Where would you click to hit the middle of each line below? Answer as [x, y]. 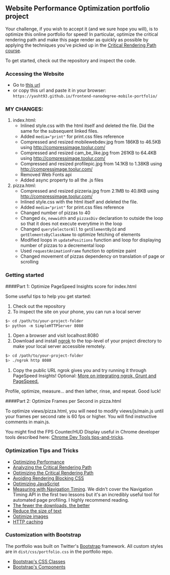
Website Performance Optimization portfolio [78, 8]
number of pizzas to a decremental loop [62, 245]
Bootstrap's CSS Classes [39, 561]
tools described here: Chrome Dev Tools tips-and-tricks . [65, 437]
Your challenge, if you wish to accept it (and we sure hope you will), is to [82, 29]
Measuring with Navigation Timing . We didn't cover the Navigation [83, 489]
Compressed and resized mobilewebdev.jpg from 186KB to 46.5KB [91, 142]
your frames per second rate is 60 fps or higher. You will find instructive [81, 417]
